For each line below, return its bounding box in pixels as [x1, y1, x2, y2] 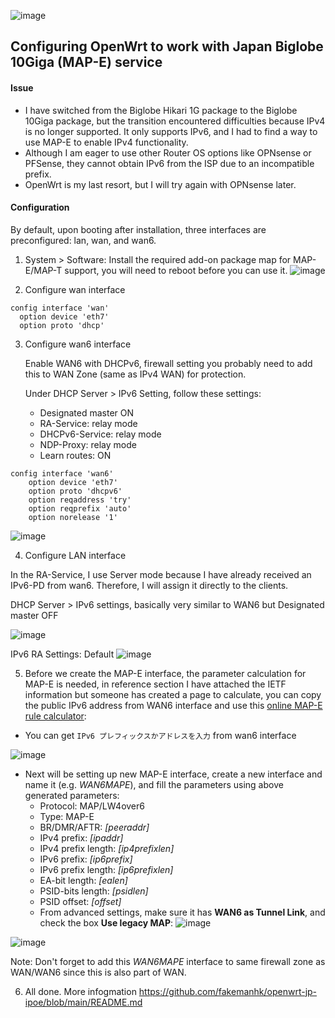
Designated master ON [39, 406, 135, 419]
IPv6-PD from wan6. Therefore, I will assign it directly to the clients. [10, 579, 289, 591]
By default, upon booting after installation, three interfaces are [10, 223, 267, 235]
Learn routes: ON [39, 449, 112, 461]
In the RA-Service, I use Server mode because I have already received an [10, 568, 312, 580]
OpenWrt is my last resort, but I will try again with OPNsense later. [24, 178, 297, 190]
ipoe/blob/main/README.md [24, 996, 143, 1008]
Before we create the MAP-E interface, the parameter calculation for [24, 667, 307, 679]
